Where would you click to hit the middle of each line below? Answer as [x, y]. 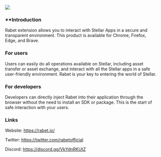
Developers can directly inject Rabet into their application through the [74, 97]
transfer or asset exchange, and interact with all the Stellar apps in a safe [78, 69]
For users [16, 53]
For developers [23, 86]
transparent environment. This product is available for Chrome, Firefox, [76, 35]
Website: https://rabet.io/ [30, 130]
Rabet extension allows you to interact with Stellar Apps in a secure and [76, 30]
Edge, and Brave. [22, 41]
